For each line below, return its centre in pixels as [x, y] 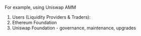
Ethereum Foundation [34, 23]
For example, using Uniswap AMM [40, 7]
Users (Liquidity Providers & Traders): [51, 17]
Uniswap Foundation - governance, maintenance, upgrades [74, 28]
